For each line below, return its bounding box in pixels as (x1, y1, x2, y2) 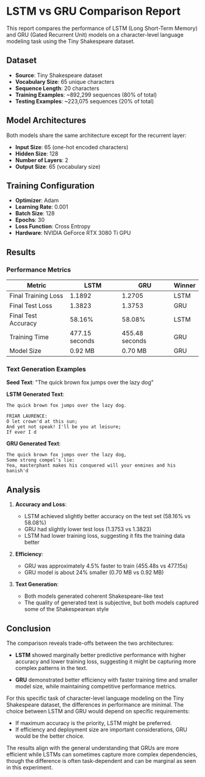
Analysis (6, 485, 41, 495)
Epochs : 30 (15, 216, 45, 224)
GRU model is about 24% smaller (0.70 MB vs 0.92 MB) (24, 569, 164, 576)
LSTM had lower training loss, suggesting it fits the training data (24, 532, 185, 540)
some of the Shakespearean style (24, 606, 109, 613)
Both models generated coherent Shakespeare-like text (24, 592, 164, 600)
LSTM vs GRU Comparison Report (6, 4, 181, 18)
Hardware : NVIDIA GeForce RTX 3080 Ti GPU (15, 229, 131, 237)
